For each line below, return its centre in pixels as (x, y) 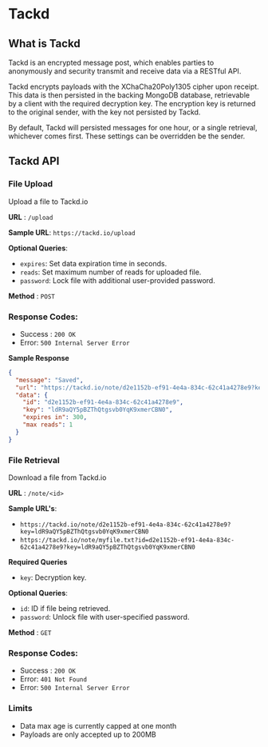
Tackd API (34, 161)
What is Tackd (45, 44)
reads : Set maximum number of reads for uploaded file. (110, 272)
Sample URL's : (33, 509)
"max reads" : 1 (48, 425)
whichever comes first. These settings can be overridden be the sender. (127, 136)
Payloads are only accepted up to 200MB (88, 734)
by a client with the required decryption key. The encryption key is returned (132, 104)
